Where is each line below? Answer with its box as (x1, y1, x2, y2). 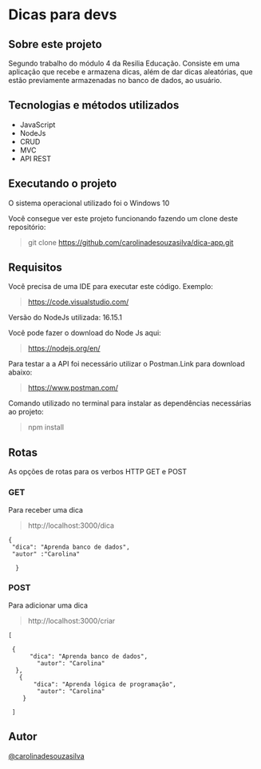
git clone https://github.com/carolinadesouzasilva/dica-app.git (27, 237, 234, 247)
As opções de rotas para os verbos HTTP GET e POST (8, 467, 188, 477)
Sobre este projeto (8, 38, 102, 51)
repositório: (8, 222, 46, 232)
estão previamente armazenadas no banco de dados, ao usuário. (8, 76, 222, 85)
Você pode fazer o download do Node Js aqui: (8, 328, 161, 338)
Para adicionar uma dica (8, 601, 89, 610)
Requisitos (8, 261, 62, 275)
